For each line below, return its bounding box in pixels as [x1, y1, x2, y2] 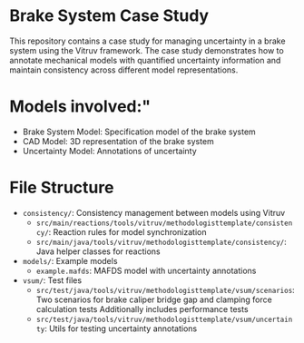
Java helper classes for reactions [35, 246, 161, 257]
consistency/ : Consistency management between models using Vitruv [22, 207, 286, 218]
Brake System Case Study [9, 5, 210, 26]
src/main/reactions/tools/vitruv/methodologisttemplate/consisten [35, 219, 293, 228]
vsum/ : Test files [22, 274, 83, 286]
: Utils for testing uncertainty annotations [44, 323, 198, 334]
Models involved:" [9, 96, 152, 117]
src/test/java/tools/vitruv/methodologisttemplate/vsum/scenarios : [35, 284, 295, 295]
